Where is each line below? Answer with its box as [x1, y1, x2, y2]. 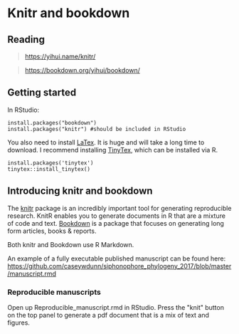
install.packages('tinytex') [7, 159, 94, 167]
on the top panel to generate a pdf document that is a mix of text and [7, 310, 210, 319]
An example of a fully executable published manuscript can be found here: [7, 254, 226, 263]
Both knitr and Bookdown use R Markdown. [7, 240, 134, 249]
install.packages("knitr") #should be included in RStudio [7, 125, 186, 132]
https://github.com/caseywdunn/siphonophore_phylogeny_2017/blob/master [7, 261, 232, 270]
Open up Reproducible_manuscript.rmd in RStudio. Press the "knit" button [7, 303, 224, 311]
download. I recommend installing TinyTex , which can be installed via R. [7, 145, 218, 154]
